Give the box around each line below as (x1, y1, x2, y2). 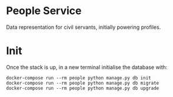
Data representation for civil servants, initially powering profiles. (6, 24, 161, 31)
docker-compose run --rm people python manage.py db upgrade (6, 85, 159, 91)
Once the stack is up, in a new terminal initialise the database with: (6, 63, 168, 71)
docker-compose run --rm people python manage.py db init (6, 75, 151, 81)
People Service (6, 4, 82, 18)
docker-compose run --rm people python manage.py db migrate (6, 80, 159, 86)
